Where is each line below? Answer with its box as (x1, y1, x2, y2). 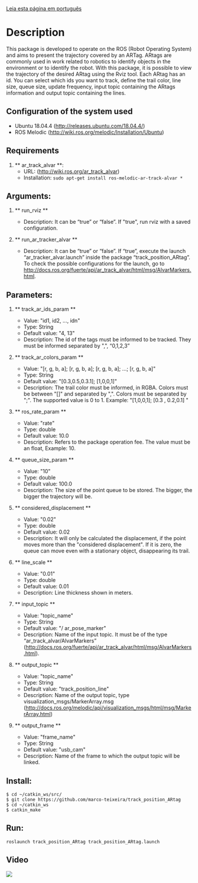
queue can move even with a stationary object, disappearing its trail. (23, 547, 190, 554)
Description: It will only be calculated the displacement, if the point (23, 535, 186, 542)
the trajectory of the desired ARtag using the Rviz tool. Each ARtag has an (6, 70, 186, 78)
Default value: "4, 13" (23, 330, 75, 337)
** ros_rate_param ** (14, 408, 66, 415)
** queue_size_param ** (14, 456, 74, 464)
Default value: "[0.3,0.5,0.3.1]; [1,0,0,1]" (23, 378, 117, 385)
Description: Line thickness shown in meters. (23, 589, 133, 596)
